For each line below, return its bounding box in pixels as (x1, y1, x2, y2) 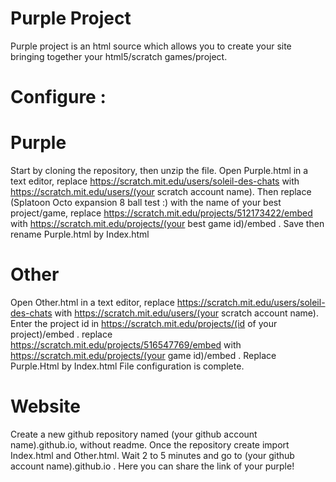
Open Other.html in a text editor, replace (10, 297, 175, 308)
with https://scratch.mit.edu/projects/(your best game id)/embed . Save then (10, 218, 325, 230)
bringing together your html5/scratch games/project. (10, 50, 228, 62)
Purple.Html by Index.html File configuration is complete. (10, 360, 245, 372)
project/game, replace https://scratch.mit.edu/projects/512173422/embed (10, 207, 313, 219)
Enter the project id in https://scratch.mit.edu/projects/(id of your (10, 318, 278, 329)
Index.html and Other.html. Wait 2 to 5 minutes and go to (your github (10, 449, 295, 461)
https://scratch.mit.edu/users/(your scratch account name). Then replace (10, 186, 312, 198)
